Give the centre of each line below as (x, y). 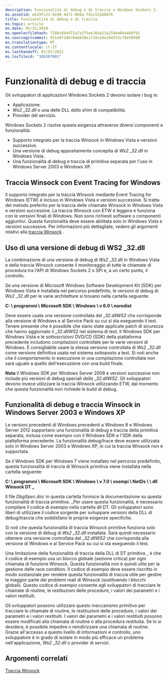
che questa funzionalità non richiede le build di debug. (61, 389)
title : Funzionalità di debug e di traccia (51, 19)
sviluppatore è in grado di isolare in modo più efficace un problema (74, 637)
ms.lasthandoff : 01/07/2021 (35, 52)
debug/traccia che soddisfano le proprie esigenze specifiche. (69, 518)
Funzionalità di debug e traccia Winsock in (73, 405)
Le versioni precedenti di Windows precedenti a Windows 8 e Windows (79, 424)
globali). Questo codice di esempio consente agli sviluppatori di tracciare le (83, 585)
